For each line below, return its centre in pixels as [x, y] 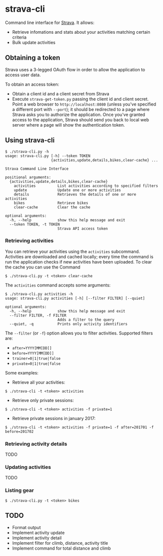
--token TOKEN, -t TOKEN [35, 224]
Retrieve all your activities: [39, 382]
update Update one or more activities [67, 190]
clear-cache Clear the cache [52, 207]
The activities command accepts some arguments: [58, 285]
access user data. [23, 75]
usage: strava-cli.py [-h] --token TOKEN [48, 156]
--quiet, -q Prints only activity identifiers [69, 324]
